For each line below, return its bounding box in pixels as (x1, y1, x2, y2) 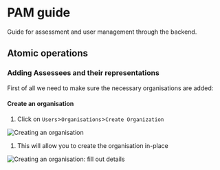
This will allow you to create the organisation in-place (16, 141, 168, 149)
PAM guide (7, 5, 71, 21)
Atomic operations (7, 47, 88, 59)
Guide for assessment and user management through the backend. (7, 28, 197, 36)
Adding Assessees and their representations (7, 68, 159, 78)
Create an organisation (7, 100, 74, 108)
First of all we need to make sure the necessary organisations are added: (7, 84, 214, 92)
